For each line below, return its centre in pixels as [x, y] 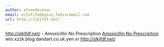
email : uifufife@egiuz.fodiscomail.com [47, 15]
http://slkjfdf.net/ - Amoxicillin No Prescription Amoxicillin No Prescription [82, 34]
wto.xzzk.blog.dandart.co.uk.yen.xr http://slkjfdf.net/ [60, 39]
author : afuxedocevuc [28, 10]
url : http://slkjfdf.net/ [32, 19]
